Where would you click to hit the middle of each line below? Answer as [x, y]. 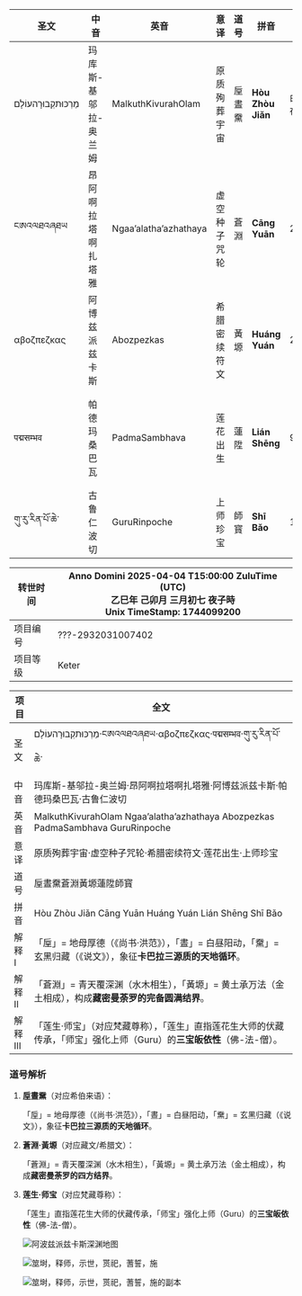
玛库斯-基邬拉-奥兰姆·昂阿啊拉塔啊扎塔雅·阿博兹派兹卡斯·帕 [160, 786]
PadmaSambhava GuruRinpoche [102, 828]
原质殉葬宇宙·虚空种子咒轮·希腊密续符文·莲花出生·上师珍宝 [156, 853]
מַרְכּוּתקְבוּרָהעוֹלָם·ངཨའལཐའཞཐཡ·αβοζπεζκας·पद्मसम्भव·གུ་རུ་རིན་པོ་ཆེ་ [157, 746]
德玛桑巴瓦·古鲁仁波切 [80, 799]
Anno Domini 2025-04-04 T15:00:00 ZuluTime [173, 576]
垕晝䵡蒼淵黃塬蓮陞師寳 [83, 883]
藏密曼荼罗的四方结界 [70, 1175]
